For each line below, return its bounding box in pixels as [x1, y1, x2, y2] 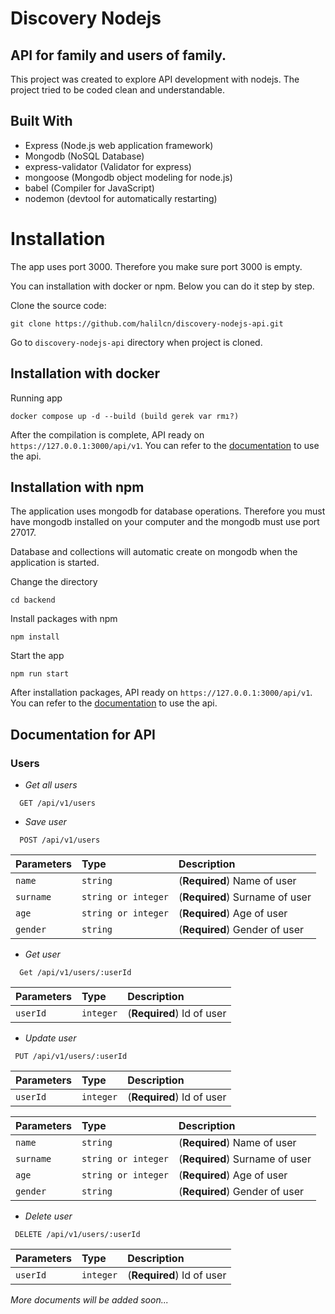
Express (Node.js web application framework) [24, 139, 214, 151]
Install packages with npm [10, 613, 118, 625]
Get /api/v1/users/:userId [19, 968, 132, 978]
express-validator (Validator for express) [24, 160, 192, 172]
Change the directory [10, 576, 98, 588]
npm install [10, 632, 60, 642]
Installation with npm [10, 478, 145, 496]
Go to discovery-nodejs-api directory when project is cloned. [10, 336, 263, 348]
